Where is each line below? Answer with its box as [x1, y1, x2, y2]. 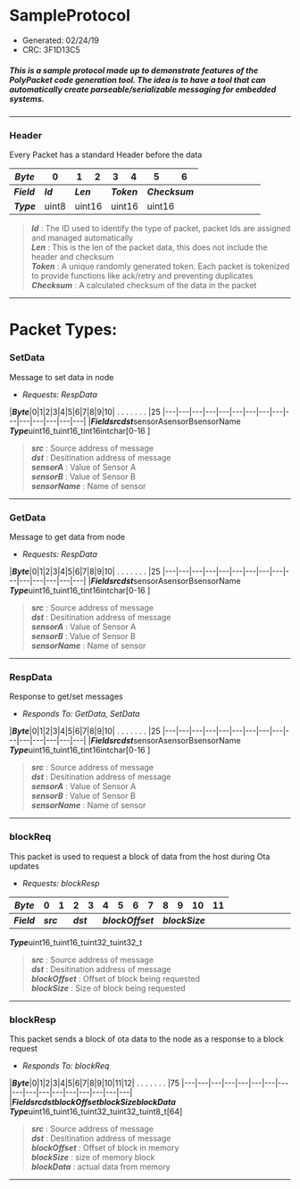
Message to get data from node [9, 531, 126, 542]
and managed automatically [30, 233, 134, 244]
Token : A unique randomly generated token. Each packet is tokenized [30, 261, 290, 272]
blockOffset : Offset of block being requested [30, 973, 201, 984]
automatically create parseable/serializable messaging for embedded [9, 84, 277, 95]
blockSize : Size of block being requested [30, 983, 186, 994]
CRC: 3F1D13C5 [21, 44, 80, 54]
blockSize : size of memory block [30, 1152, 155, 1162]
